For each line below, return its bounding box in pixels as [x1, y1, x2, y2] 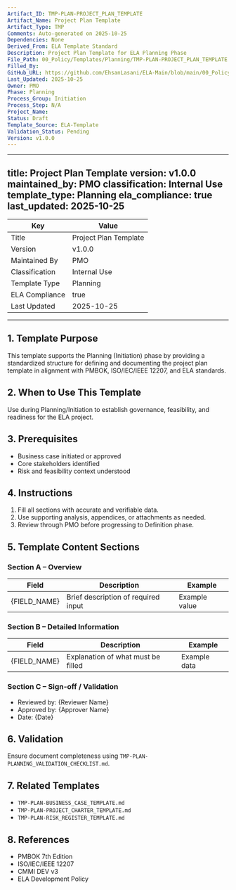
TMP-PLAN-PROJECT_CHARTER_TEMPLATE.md [17, 807, 131, 814]
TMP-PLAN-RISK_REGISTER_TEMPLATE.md [17, 815, 125, 822]
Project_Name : [7, 108, 49, 115]
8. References [7, 834, 70, 846]
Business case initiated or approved [17, 451, 122, 460]
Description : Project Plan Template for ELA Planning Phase [7, 50, 188, 57]
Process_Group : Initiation [7, 96, 86, 103]
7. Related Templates [7, 780, 100, 792]
